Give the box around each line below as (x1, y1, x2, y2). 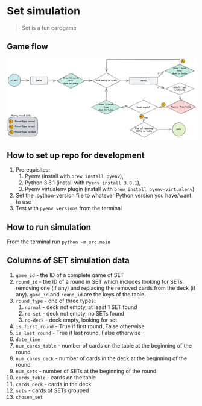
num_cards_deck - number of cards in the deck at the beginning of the (15, 354, 188, 362)
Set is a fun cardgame (21, 24, 77, 31)
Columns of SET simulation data (7, 255, 130, 266)
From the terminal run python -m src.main (7, 238, 111, 245)
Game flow (7, 42, 49, 52)
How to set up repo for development (7, 150, 145, 160)
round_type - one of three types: (15, 297, 96, 304)
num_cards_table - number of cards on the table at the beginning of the (15, 342, 192, 349)
